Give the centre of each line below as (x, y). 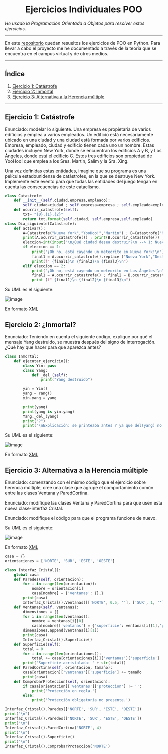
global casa (26, 575)
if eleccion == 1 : (42, 247)
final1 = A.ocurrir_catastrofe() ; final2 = (79, 275)
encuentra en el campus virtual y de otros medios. (57, 53)
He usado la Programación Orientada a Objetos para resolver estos (75, 23)
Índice (15, 74)
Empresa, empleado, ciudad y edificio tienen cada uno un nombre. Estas (80, 145)
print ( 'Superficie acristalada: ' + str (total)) (75, 663)
